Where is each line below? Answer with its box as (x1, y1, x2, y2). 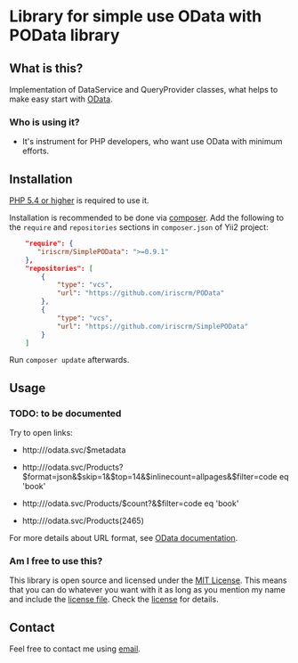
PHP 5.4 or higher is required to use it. (9, 195, 149, 206)
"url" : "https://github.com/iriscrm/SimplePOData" (56, 322, 249, 331)
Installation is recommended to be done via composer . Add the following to (9, 212, 285, 224)
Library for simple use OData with (9, 6, 262, 27)
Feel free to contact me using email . (9, 643, 141, 654)
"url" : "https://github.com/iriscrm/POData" (56, 289, 225, 298)
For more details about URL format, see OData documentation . (9, 533, 238, 544)
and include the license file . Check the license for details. (9, 594, 220, 605)
